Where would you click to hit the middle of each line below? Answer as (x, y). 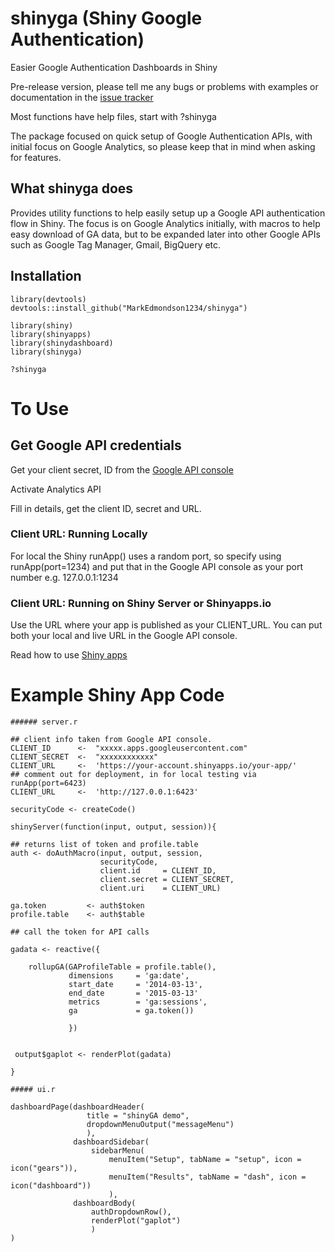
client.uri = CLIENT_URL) (160, 888)
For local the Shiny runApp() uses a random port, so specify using (146, 556)
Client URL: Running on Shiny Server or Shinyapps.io (141, 603)
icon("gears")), (44, 1168)
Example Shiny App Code (117, 695)
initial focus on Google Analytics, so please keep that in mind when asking (163, 146)
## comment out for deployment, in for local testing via (133, 775)
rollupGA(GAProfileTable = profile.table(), (122, 967)
